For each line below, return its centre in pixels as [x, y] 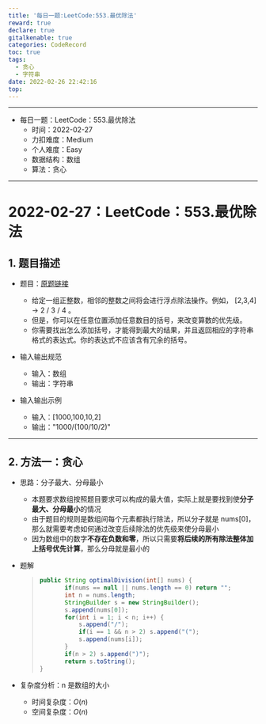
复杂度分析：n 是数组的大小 [65, 684]
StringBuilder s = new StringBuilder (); [132, 602]
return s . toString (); [100, 661]
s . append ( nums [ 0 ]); [97, 610]
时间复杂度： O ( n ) [60, 702]
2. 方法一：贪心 [46, 462]
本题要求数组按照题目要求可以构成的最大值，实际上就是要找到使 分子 [142, 499]
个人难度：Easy [57, 150]
